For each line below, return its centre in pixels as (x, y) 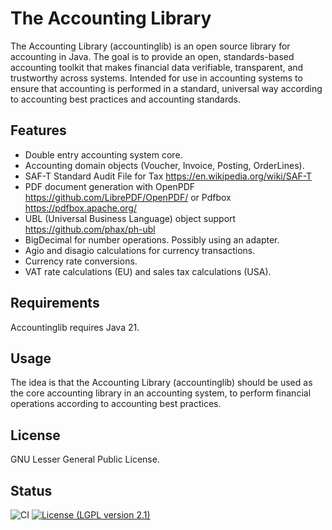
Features (38, 130)
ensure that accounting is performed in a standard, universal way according (166, 88)
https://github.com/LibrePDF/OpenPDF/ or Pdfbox (128, 197)
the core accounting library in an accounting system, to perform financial (161, 393)
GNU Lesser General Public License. (85, 459)
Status (31, 490)
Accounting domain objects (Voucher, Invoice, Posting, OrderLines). (164, 165)
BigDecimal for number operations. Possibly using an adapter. (152, 239)
